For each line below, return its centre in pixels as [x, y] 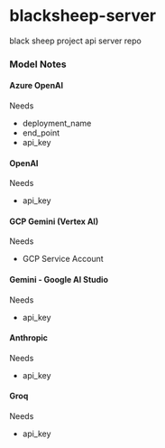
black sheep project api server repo [75, 41]
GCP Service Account [63, 259]
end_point [41, 133]
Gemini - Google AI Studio [59, 280]
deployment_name [57, 124]
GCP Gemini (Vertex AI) [54, 221]
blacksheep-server [82, 16]
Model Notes [38, 64]
